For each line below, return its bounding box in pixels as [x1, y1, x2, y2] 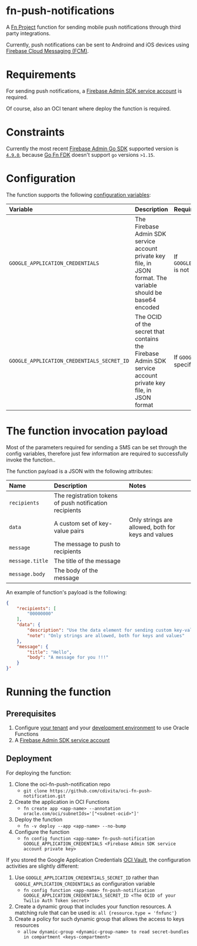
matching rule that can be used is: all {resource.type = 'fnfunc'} [14, 909, 177, 916]
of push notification [53, 499, 108, 507]
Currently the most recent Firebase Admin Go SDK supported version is [6, 145, 179, 152]
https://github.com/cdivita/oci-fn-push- [49, 788, 152, 794]
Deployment [6, 753, 52, 764]
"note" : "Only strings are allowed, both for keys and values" [27, 632, 185, 638]
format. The [134, 274, 167, 282]
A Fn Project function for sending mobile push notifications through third [6, 23, 181, 31]
